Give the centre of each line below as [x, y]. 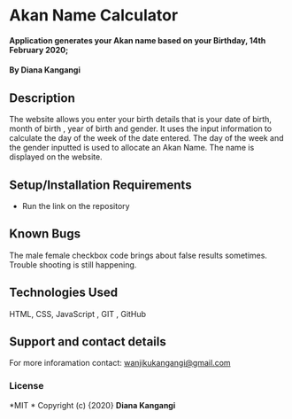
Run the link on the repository [76, 206]
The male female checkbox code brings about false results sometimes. [138, 255]
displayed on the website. [56, 157]
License [27, 386]
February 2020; [39, 50]
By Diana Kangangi [45, 70]
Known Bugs [45, 234]
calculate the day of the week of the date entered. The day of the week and [147, 138]
